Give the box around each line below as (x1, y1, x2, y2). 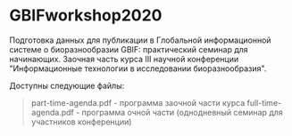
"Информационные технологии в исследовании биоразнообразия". (9, 63, 267, 74)
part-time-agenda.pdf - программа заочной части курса (30, 97, 246, 108)
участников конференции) (30, 116, 132, 127)
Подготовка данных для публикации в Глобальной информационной (9, 35, 271, 45)
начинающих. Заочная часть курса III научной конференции (9, 53, 239, 64)
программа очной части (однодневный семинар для (81, 107, 283, 117)
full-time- (246, 97, 282, 108)
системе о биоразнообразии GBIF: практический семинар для (9, 44, 248, 54)
